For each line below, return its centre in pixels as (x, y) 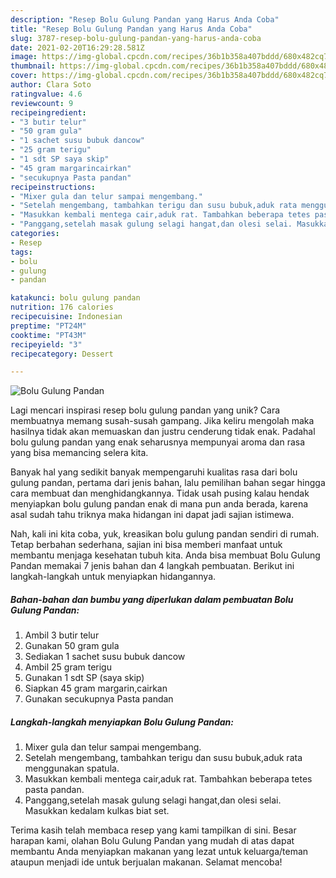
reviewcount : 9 (42, 103)
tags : (21, 252)
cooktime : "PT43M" (48, 335)
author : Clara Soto (51, 85)
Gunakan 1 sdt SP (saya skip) (84, 678)
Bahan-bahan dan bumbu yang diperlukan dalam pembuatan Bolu (152, 599)
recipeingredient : (48, 112)
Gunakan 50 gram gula (72, 646)
